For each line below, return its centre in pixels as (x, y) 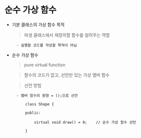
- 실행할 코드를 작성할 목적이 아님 (47, 45)
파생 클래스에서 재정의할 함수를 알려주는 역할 (67, 35)
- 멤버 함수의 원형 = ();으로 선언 (47, 96)
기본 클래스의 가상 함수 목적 (38, 25)
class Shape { (39, 104)
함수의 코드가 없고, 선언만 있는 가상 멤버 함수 (67, 75)
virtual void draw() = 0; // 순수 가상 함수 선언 (85, 122)
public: (33, 113)
